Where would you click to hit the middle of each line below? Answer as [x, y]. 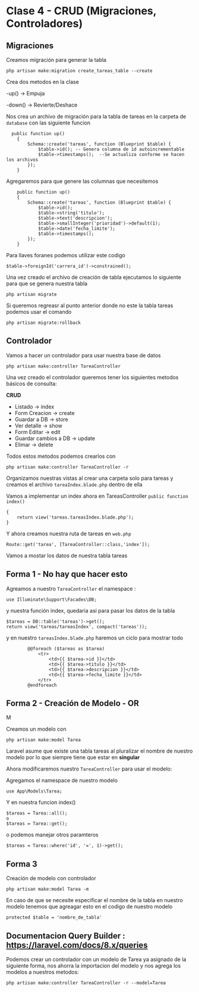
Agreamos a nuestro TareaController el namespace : [71, 588]
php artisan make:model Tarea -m [48, 889]
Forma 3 [22, 864]
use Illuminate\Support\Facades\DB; [51, 600]
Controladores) [45, 24]
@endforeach [42, 685]
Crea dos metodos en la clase [42, 82]
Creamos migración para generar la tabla [56, 60]
